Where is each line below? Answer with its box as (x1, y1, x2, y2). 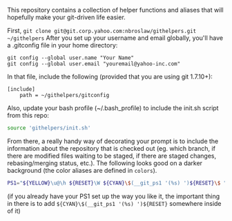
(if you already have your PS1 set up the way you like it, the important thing (7, 192, 220, 200)
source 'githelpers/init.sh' (7, 125, 91, 131)
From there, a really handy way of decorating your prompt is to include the (7, 137, 219, 145)
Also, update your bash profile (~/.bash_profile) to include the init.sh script (7, 104, 219, 112)
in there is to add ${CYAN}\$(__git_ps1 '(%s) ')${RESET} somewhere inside (7, 199, 222, 207)
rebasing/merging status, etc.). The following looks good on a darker (7, 158, 202, 167)
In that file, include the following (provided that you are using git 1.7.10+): (7, 72, 213, 81)
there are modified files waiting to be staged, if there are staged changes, (7, 151, 216, 160)
